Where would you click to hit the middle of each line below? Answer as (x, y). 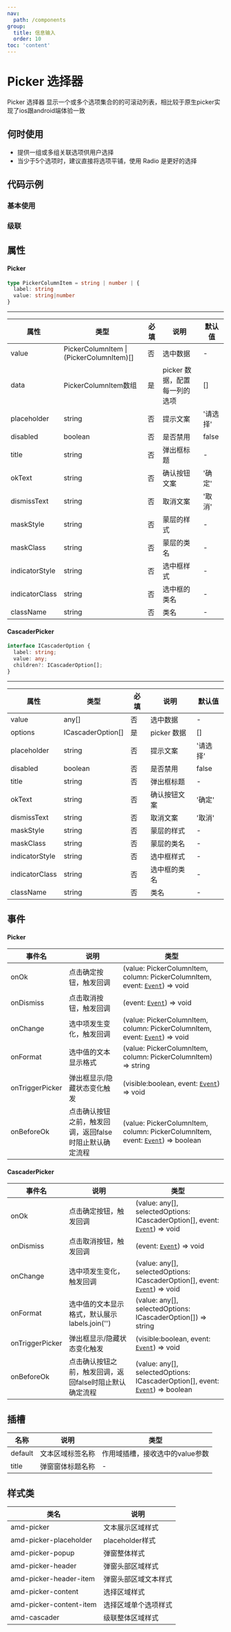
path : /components (40, 20)
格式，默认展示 (93, 1314)
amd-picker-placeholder (52, 1540)
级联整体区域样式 (131, 1618)
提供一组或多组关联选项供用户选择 (65, 152)
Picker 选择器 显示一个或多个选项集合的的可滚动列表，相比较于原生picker (111, 102)
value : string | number (44, 296)
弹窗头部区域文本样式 (138, 1579)
